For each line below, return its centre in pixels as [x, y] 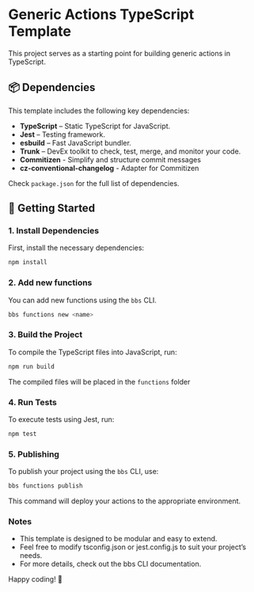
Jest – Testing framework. [62, 134]
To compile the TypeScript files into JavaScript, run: [93, 352]
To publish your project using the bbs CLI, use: [83, 472]
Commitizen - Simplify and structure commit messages [110, 159]
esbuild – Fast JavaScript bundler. [76, 142]
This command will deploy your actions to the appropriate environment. [125, 501]
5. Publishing [34, 454]
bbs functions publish [45, 486]
